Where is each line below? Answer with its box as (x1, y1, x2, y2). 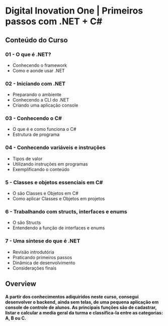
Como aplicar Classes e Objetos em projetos (12, 196, 105, 202)
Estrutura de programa (12, 131, 60, 138)
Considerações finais (12, 265, 57, 271)
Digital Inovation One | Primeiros (5, 5, 143, 17)
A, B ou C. (5, 315, 27, 321)
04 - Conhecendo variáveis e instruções (5, 144, 106, 151)
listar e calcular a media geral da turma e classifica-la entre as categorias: (5, 309, 163, 315)
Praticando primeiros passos (12, 254, 72, 260)
